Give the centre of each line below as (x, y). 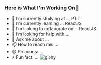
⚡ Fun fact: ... (25, 57)
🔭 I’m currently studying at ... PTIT (46, 19)
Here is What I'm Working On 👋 (42, 8)
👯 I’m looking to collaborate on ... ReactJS (54, 29)
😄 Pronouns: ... (27, 52)
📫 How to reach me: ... (35, 45)
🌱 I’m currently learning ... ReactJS (47, 23)
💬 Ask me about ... (30, 39)
